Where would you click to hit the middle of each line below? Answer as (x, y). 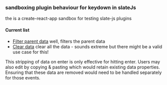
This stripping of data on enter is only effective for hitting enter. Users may (83, 61)
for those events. (23, 77)
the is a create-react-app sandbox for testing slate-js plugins (69, 19)
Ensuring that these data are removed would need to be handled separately (83, 72)
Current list (17, 30)
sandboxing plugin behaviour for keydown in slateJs (71, 8)
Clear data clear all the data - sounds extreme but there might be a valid (87, 46)
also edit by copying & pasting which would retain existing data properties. (83, 67)
